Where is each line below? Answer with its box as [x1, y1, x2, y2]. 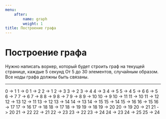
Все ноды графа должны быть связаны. [5, 74, 89, 80]
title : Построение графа [5, 26, 56, 31]
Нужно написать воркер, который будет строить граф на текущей [5, 63, 145, 69]
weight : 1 [23, 21, 43, 26]
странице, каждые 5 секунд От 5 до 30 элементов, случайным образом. [5, 69, 159, 75]
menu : [5, 7, 16, 12]
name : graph [23, 16, 48, 21]
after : [14, 12, 28, 17]
